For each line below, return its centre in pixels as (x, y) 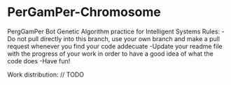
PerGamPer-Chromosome (84, 12)
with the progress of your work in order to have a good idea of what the (110, 54)
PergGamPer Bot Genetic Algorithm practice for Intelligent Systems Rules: (114, 31)
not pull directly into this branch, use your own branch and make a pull (119, 38)
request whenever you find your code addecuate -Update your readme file (115, 46)
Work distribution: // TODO (45, 75)
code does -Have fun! (39, 61)
